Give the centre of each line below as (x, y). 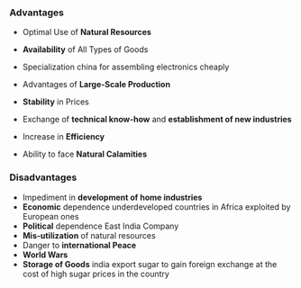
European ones (50, 216)
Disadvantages (43, 177)
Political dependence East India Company (100, 226)
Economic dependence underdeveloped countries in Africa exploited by (156, 207)
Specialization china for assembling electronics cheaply (126, 67)
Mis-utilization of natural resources (89, 235)
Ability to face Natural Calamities (85, 154)
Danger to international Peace (79, 245)
